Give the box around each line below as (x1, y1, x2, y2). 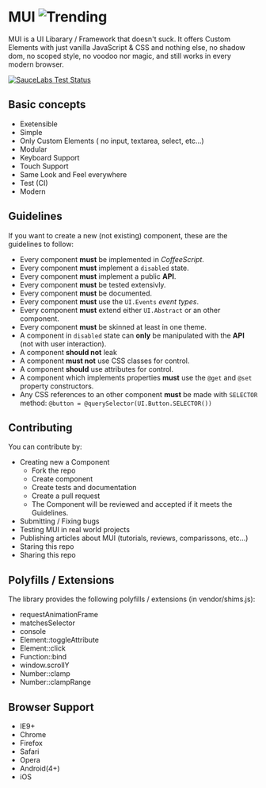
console (19, 627, 46, 636)
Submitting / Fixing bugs (19, 516, 100, 526)
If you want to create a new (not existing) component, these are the (8, 230, 228, 240)
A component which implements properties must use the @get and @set (19, 373, 253, 382)
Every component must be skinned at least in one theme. (19, 322, 207, 331)
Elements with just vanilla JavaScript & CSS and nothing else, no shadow (8, 42, 245, 52)
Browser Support (8, 700, 95, 714)
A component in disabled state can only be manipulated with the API (19, 330, 245, 340)
